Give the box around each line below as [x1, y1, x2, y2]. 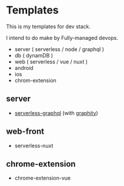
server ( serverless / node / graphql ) [14, 45, 105, 53]
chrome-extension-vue [14, 174, 71, 182]
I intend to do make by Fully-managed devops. [6, 34, 119, 41]
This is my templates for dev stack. [6, 23, 91, 30]
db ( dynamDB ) [14, 52, 53, 59]
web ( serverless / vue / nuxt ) [14, 58, 88, 65]
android [14, 64, 33, 71]
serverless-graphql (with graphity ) [14, 109, 98, 116]
